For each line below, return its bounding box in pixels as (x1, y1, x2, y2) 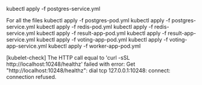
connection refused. (6, 74, 57, 80)
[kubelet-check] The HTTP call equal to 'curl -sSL (6, 54, 130, 61)
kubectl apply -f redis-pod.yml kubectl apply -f (36, 24, 153, 30)
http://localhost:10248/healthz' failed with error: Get (6, 60, 136, 68)
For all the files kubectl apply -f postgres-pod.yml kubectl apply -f (6, 17, 171, 24)
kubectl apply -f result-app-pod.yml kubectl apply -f (36, 30, 167, 37)
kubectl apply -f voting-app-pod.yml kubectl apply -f (36, 36, 168, 43)
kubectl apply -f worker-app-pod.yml (48, 42, 141, 49)
